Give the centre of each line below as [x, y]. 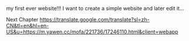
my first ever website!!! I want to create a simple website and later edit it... [95, 8]
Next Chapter [22, 19]
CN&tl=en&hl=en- [28, 26]
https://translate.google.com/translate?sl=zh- [95, 19]
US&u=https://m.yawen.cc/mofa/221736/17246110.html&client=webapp [92, 32]
